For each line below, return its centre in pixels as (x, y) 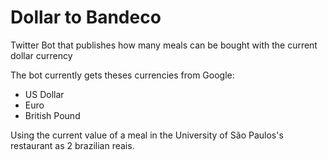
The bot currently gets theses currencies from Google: (122, 75)
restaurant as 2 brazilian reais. (72, 145)
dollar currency (41, 55)
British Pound (52, 115)
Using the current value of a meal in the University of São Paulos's (147, 135)
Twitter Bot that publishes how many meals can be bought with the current (164, 45)
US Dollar (44, 94)
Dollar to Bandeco (86, 17)
